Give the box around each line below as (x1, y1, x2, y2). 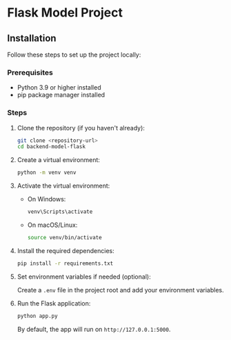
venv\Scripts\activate (27, 208, 93, 215)
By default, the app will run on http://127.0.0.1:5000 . (17, 325, 171, 333)
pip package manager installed (17, 91, 106, 99)
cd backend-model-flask (17, 143, 86, 150)
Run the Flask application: (17, 299, 91, 308)
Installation (7, 32, 57, 44)
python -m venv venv (17, 169, 77, 177)
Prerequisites (7, 68, 53, 77)
